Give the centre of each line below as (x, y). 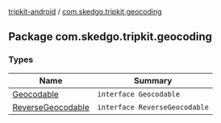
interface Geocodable (138, 94)
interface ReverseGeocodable (153, 107)
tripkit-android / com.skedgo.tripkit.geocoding (85, 12)
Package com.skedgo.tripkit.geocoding (110, 37)
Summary (153, 80)
